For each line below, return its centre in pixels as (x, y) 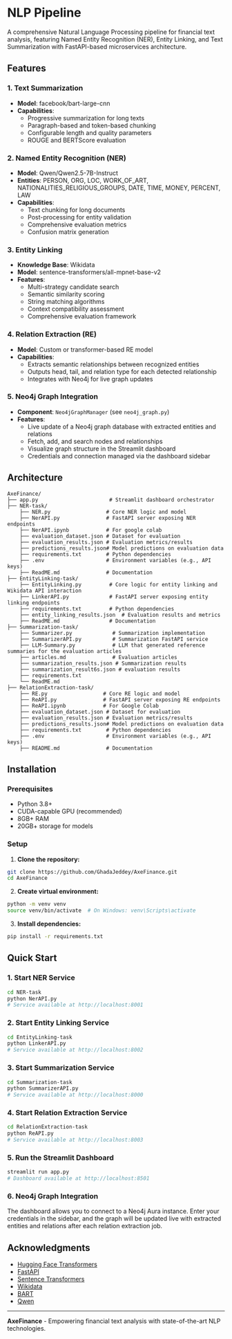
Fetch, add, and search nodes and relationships (95, 441)
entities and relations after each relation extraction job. (85, 1226)
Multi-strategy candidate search (73, 287)
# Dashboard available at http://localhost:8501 (78, 1178)
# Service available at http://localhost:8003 (75, 1140)
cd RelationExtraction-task (48, 1127)
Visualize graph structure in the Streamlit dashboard (101, 449)
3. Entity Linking (35, 249)
